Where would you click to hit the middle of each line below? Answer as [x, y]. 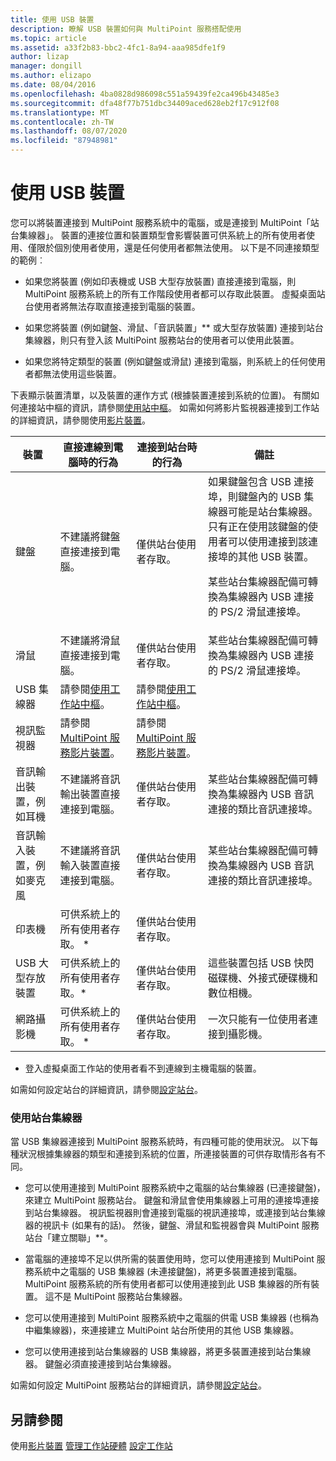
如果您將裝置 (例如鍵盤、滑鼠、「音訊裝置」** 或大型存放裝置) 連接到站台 [174, 327]
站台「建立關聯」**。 [68, 1238]
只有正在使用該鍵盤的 [258, 526]
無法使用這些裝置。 [82, 373]
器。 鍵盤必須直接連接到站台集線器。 [100, 1364]
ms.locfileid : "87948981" [64, 141]
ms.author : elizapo [51, 76]
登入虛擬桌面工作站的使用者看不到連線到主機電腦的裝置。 [143, 1068]
